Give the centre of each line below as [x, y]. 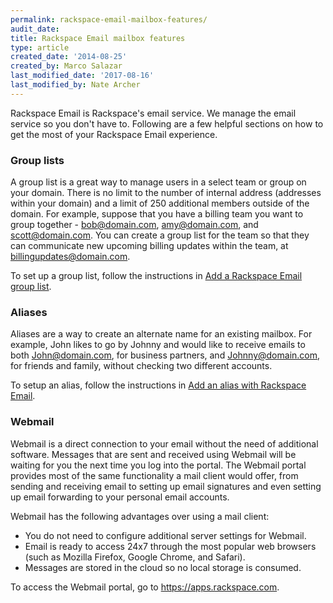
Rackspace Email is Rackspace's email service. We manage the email [153, 113]
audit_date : [35, 29]
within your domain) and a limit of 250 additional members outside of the [160, 203]
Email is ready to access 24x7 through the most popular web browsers [170, 546]
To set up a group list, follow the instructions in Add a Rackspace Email [156, 276]
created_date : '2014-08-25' [69, 57]
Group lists [37, 160]
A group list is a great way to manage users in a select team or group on [158, 182]
